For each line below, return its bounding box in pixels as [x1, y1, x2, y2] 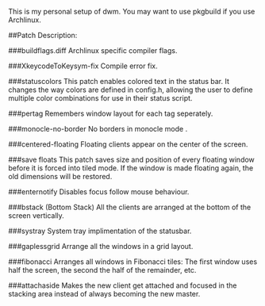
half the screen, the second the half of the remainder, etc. [8, 266, 197, 274]
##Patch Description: [8, 31, 78, 40]
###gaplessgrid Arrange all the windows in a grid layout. [8, 242, 194, 251]
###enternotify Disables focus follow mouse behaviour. [8, 187, 190, 197]
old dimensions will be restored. [8, 172, 113, 181]
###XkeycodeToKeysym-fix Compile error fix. [8, 61, 158, 71]
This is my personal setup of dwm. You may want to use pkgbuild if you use [8, 7, 255, 16]
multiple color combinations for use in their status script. [8, 94, 193, 102]
